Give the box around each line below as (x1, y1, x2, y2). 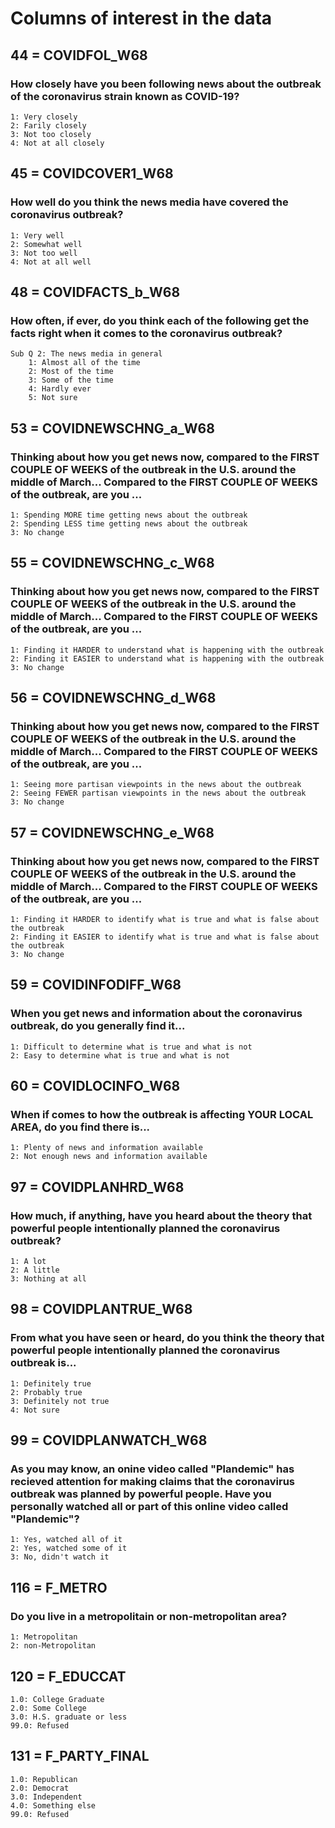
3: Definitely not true (10, 1396, 110, 1406)
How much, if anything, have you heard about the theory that (10, 1208, 313, 1222)
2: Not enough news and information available (10, 1152, 208, 1162)
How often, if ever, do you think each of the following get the (10, 313, 310, 327)
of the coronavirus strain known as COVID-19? (10, 89, 240, 103)
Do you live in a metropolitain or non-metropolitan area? (10, 1609, 288, 1623)
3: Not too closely (10, 129, 92, 139)
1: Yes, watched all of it (10, 1535, 123, 1545)
